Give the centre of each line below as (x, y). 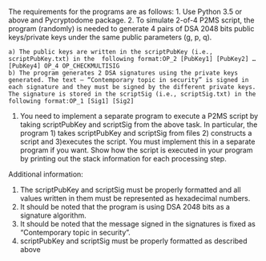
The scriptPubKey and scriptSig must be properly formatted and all (131, 190)
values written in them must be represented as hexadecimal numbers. (135, 198)
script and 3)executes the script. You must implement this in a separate (137, 141)
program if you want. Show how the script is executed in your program (136, 150)
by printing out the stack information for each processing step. (123, 159)
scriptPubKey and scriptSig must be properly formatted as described (133, 241)
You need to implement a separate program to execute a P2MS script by (139, 116)
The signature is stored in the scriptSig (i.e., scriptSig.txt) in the (132, 94)
